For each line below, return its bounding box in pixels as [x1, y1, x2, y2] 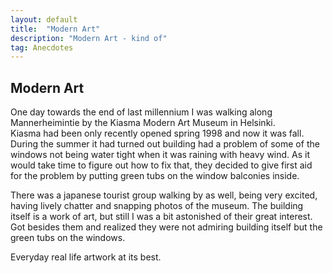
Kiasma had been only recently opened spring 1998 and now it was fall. [10, 127, 305, 140]
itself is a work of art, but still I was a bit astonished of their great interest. [10, 211, 313, 223]
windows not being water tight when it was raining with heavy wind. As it [10, 149, 311, 161]
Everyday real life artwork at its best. [10, 251, 162, 263]
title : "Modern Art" [10, 24, 101, 34]
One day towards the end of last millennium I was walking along [10, 106, 273, 118]
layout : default [10, 14, 78, 25]
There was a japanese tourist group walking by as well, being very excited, [10, 189, 318, 201]
